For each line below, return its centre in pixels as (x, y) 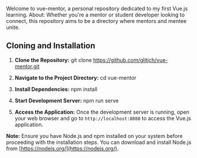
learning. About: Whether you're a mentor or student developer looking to (95, 15)
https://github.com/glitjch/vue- (131, 60)
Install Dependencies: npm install (56, 89)
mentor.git (27, 66)
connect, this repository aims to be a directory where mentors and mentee (96, 21)
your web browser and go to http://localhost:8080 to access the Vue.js (103, 118)
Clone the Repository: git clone (53, 60)
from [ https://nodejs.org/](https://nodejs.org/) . (63, 148)
